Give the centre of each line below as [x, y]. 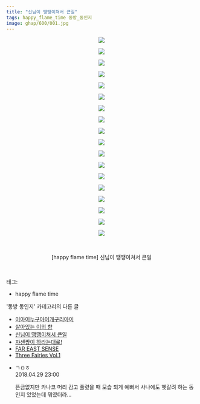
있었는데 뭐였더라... [49, 395]
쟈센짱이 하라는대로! [38, 342]
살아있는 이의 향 [34, 327]
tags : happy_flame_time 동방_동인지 [49, 18]
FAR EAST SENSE [37, 349]
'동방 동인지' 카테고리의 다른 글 [43, 306]
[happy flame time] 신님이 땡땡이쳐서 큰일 [102, 257]
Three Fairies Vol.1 [38, 356]
